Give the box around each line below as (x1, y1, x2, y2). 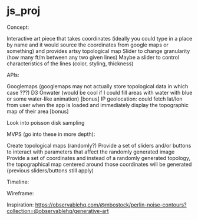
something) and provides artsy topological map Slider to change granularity (6, 47, 190, 54)
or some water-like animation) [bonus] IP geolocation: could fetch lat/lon (6, 95, 183, 102)
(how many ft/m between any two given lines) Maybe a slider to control (6, 54, 180, 61)
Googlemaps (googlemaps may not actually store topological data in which (6, 82, 189, 89)
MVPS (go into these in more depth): (6, 131, 95, 138)
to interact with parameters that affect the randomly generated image (6, 148, 175, 155)
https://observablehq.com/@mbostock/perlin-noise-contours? (35, 201, 187, 208)
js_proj (6, 4, 41, 18)
